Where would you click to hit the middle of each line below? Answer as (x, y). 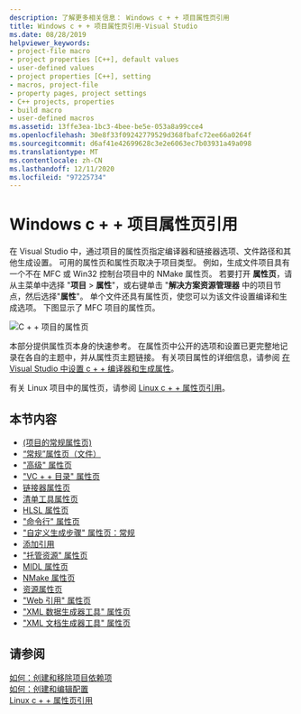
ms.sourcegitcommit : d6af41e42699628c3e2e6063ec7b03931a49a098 (131, 144)
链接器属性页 (46, 487)
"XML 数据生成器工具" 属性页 (76, 612)
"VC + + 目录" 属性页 (61, 476)
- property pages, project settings (78, 93)
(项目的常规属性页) (57, 442)
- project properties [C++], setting (80, 77)
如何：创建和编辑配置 (49, 689)
